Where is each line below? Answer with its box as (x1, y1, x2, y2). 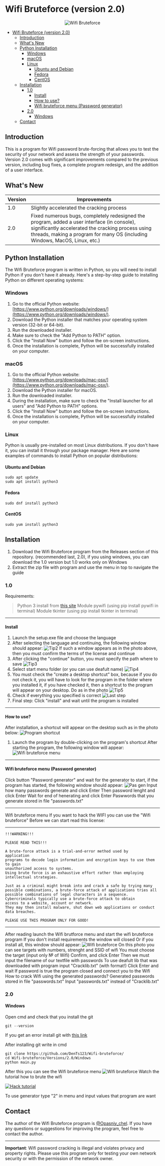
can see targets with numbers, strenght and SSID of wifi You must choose (5, 947, 155, 953)
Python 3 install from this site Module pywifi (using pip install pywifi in (17, 602, 159, 608)
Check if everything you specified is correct (12, 693, 102, 699)
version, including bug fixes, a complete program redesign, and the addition (5, 161, 159, 167)
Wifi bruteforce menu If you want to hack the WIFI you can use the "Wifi (5, 812, 151, 818)
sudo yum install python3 (5, 522, 58, 527)
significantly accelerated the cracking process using (31, 225, 152, 232)
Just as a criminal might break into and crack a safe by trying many (5, 883, 153, 888)
